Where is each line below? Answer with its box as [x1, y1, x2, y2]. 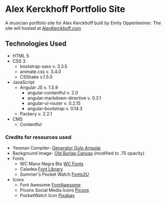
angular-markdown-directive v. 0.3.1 [27, 95, 101, 101]
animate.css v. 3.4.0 [19, 68, 61, 74]
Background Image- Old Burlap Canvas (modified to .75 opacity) [12, 150, 145, 156]
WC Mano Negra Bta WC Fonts [19, 161, 84, 167]
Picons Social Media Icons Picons [19, 187, 89, 193]
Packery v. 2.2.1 [19, 111, 52, 117]
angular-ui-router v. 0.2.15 [27, 100, 81, 106]
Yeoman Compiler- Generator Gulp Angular [12, 145, 101, 151]
